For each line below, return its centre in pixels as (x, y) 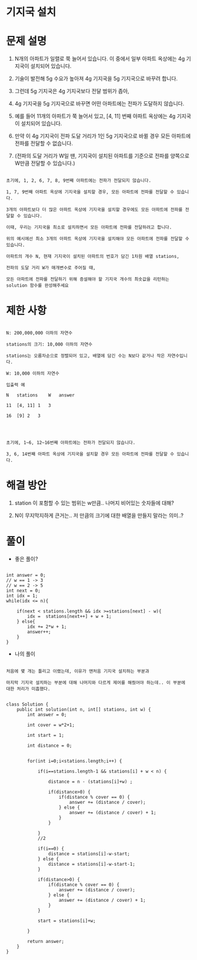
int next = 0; (24, 590)
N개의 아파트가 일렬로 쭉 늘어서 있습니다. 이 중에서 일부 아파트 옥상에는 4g (100, 59)
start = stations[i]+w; (66, 921)
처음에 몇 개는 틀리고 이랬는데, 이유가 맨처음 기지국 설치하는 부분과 (78, 671)
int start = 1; (46, 735)
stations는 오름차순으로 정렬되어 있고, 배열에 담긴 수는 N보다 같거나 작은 (86, 356)
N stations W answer (41, 395)
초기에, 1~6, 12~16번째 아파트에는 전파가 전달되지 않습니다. (71, 443)
